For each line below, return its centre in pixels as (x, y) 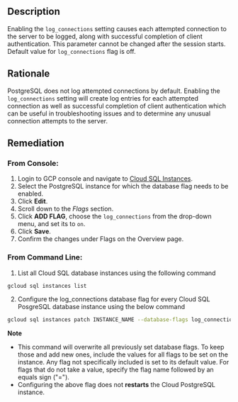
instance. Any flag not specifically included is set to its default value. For (123, 362)
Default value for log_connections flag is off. (72, 51)
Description (34, 12)
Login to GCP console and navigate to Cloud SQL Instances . (105, 179)
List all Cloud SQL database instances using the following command (117, 273)
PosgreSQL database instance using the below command (101, 307)
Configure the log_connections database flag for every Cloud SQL (114, 299)
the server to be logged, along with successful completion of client (105, 36)
